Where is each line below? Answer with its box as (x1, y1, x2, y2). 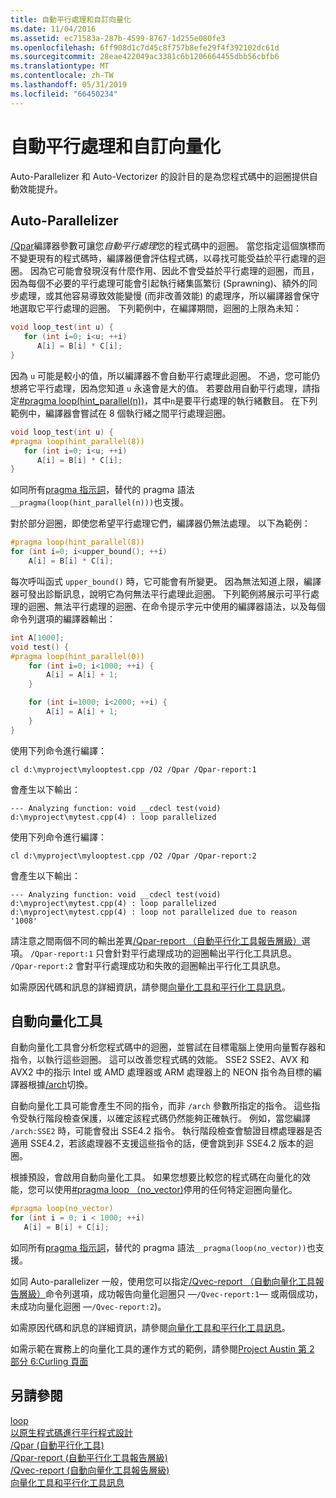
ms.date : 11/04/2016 (10, 24, 97, 34)
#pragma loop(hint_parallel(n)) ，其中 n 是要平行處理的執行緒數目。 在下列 (19, 394, 318, 406)
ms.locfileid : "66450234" (10, 89, 118, 99)
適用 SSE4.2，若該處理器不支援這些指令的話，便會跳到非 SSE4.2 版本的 (10, 1137, 305, 1150)
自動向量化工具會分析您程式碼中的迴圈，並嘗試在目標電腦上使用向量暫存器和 (10, 1041, 326, 1053)
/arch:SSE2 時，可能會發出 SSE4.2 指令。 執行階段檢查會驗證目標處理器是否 (10, 1125, 323, 1137)
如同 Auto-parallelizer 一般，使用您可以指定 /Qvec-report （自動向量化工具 (10, 1276, 316, 1288)
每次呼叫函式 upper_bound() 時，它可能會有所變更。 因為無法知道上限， (10, 575, 304, 587)
